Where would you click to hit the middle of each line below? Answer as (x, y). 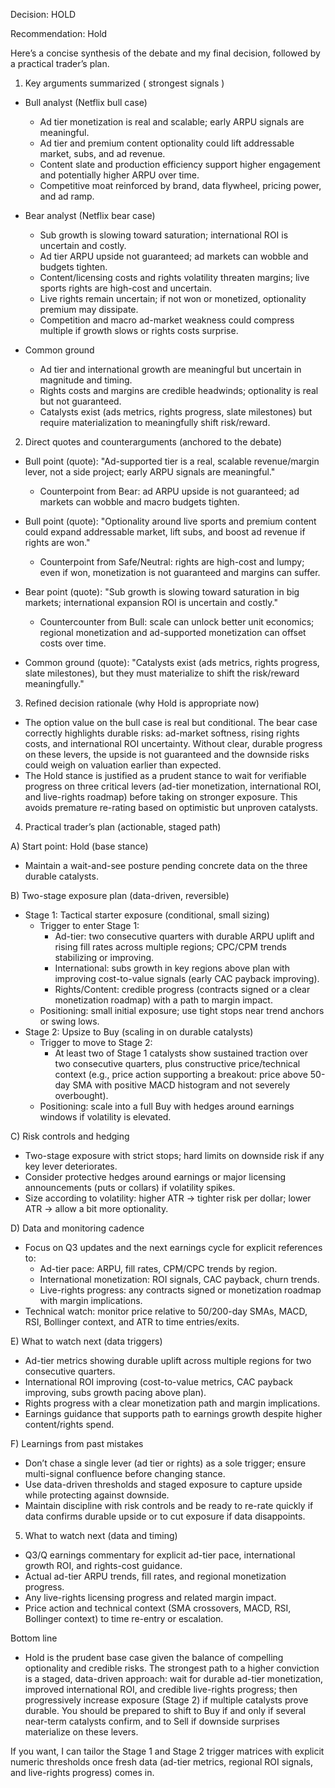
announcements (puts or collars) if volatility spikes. (130, 1187)
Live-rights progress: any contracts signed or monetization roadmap (180, 1290)
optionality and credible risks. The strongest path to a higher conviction (172, 1668)
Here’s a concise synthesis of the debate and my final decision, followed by (165, 53)
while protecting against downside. (97, 1495)
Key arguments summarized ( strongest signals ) (124, 83)
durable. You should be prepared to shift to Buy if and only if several (165, 1710)
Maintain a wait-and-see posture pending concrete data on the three (166, 865)
